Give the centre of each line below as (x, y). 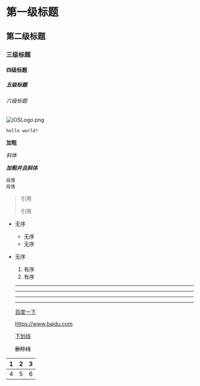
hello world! (22, 131)
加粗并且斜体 (22, 168)
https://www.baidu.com (44, 323)
